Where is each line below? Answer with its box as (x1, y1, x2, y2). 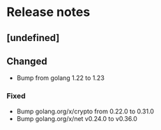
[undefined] (6, 32, 60, 44)
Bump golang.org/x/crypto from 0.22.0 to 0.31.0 (16, 107, 155, 115)
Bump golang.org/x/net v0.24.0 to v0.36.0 (16, 114, 137, 122)
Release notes (6, 4, 91, 20)
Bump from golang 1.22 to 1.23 (16, 74, 105, 82)
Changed (6, 55, 47, 67)
